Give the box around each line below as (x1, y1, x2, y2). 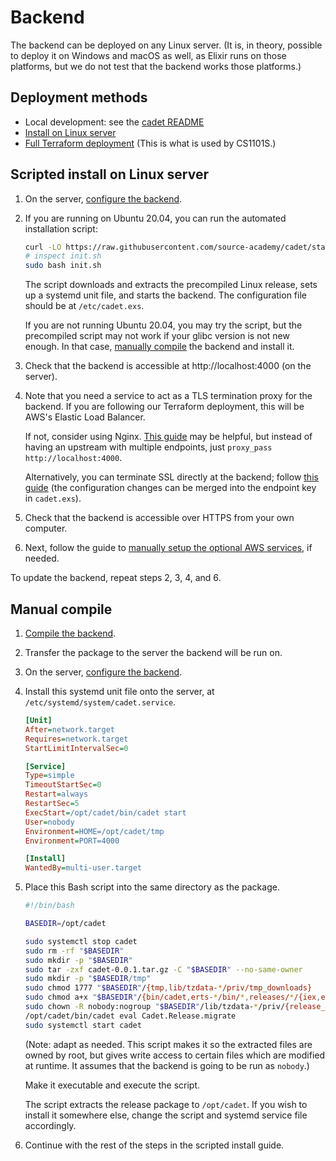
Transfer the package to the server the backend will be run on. (24, 647, 283, 658)
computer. (24, 522, 68, 535)
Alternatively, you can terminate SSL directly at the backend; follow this (24, 471, 319, 483)
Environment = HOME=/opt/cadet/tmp (24, 826, 165, 836)
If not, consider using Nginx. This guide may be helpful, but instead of (24, 431, 313, 443)
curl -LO (24, 242, 62, 252)
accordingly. (24, 1119, 77, 1131)
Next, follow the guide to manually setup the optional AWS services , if (24, 542, 313, 554)
